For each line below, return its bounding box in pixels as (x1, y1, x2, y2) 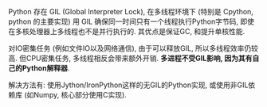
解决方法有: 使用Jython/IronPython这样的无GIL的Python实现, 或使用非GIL (8, 80, 249, 90)
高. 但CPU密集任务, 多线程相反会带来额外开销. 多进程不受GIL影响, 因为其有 (8, 54, 253, 63)
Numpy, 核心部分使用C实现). (33, 90, 128, 99)
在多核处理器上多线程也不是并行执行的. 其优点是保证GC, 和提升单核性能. (8, 27, 245, 36)
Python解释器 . (22, 63, 70, 73)
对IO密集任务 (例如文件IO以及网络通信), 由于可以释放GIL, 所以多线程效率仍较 (8, 44, 259, 53)
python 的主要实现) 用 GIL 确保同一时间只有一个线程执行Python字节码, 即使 (8, 17, 255, 26)
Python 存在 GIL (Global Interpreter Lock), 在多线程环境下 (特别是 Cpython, (8, 7, 253, 16)
